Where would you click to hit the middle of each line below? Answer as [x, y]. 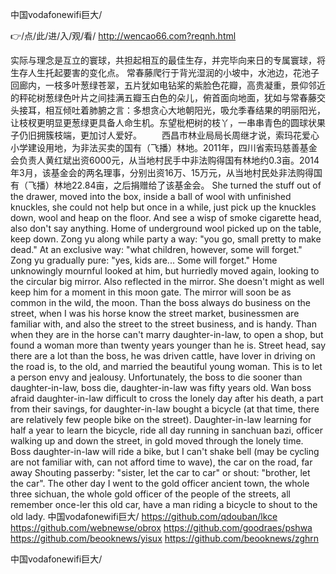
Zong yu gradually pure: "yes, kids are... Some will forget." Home [144, 260]
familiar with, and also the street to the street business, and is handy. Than [163, 324]
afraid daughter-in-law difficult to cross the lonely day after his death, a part [167, 398]
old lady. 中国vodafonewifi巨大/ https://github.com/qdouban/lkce [144, 516]
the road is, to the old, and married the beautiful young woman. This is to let [166, 366]
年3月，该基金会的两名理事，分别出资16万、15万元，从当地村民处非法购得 [162, 172]
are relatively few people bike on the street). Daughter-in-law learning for [161, 419]
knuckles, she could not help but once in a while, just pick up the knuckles [163, 207]
